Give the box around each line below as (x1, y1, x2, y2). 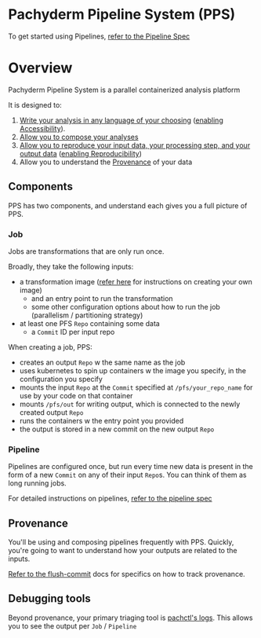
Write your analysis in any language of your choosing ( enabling (19, 115, 223, 125)
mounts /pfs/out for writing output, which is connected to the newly (19, 399, 241, 409)
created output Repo (19, 407, 84, 417)
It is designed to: (8, 100, 63, 109)
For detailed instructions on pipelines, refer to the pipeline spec (8, 493, 213, 504)
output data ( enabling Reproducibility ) (19, 148, 143, 158)
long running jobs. (8, 478, 67, 488)
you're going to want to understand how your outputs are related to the (8, 546, 237, 555)
